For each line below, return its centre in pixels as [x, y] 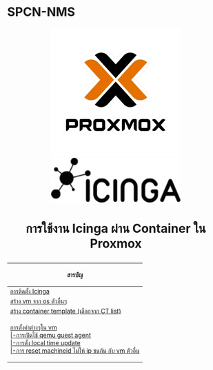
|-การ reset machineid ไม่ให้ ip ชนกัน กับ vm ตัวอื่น [75, 350]
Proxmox [116, 244]
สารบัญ [75, 275]
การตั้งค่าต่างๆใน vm [33, 327]
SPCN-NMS [41, 12]
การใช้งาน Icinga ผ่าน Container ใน [116, 229]
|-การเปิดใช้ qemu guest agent [50, 335]
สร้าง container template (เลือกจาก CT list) [66, 311]
